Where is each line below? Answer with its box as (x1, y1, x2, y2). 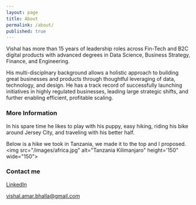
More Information (6, 109, 57, 118)
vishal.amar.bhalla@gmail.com (6, 192, 80, 199)
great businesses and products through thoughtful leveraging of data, (6, 76, 176, 83)
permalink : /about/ (6, 22, 54, 28)
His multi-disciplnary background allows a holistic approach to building (6, 69, 179, 76)
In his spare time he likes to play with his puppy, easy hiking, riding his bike (6, 122, 189, 129)
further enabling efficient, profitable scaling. (6, 95, 113, 102)
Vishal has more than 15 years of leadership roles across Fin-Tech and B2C (6, 45, 189, 53)
